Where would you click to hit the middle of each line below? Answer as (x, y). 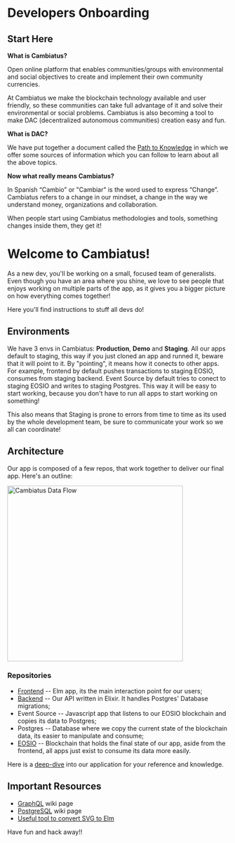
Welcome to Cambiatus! (79, 254)
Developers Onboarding (78, 13)
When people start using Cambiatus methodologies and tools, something (113, 218)
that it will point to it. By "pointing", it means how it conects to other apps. (113, 363)
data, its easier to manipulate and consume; (81, 736)
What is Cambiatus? (38, 55)
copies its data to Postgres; (57, 721)
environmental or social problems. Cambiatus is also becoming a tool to (110, 113)
